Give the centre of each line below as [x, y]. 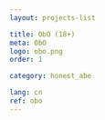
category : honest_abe [51, 76]
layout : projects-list [52, 18]
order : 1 [26, 60]
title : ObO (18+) [42, 34]
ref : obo [26, 101]
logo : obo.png [37, 51]
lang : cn [26, 93]
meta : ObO [28, 43]
